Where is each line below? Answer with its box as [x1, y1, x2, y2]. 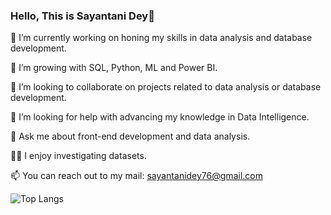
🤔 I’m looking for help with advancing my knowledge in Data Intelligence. [10, 111, 310, 123]
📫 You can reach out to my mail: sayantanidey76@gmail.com [10, 170, 263, 182]
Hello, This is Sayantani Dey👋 [10, 9, 155, 23]
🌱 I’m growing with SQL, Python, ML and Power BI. [10, 62, 218, 74]
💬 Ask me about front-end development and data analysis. [10, 130, 251, 143]
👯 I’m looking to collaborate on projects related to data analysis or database [10, 81, 322, 93]
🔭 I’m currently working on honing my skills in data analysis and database [10, 32, 313, 44]
